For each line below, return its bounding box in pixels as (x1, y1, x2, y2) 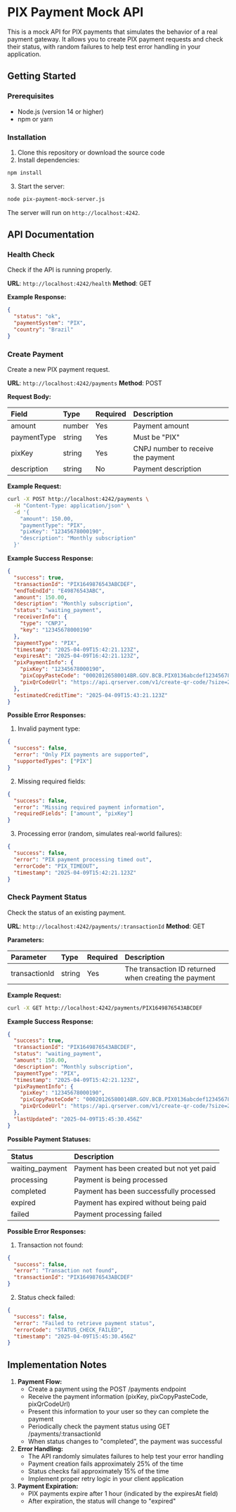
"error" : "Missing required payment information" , (13, 804, 165, 811)
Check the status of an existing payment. (7, 908, 126, 917)
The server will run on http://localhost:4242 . (7, 208, 140, 216)
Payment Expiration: (17, 1482, 79, 1490)
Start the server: (17, 182, 65, 190)
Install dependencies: (17, 155, 80, 164)
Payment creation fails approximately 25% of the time (27, 1459, 184, 1468)
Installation (7, 132, 47, 142)
